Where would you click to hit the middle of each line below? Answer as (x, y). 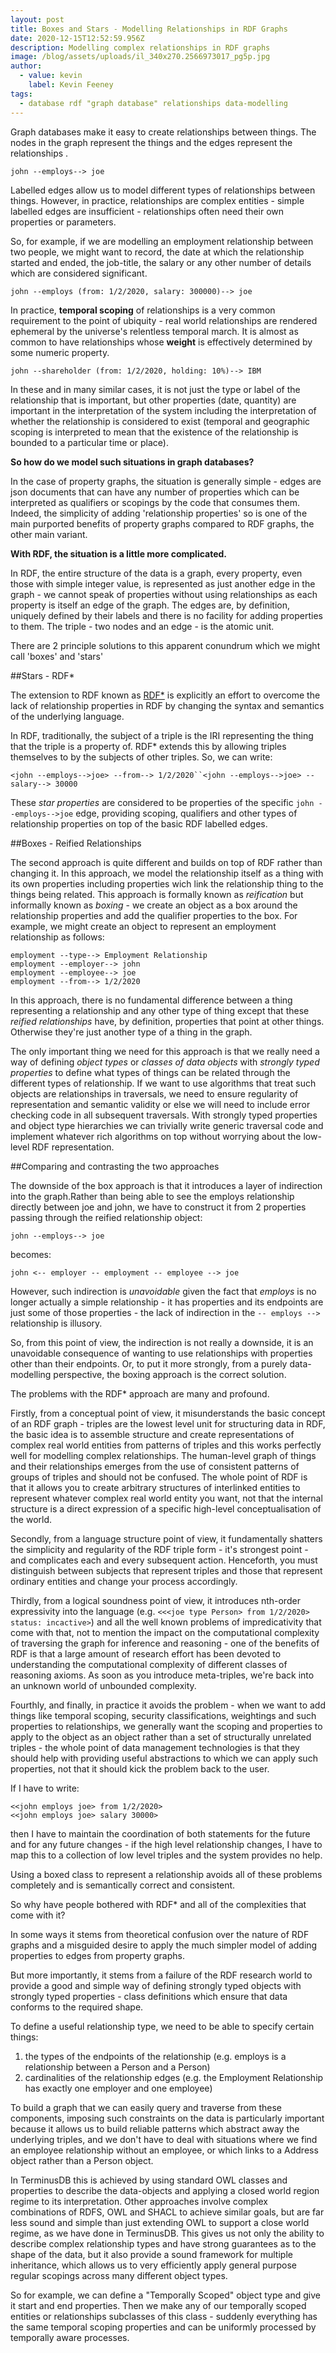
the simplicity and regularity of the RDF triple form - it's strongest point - (159, 1549)
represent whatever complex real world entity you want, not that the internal (166, 1498)
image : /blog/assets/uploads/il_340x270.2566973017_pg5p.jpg (140, 57)
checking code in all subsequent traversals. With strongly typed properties (164, 1115)
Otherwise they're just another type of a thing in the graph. (131, 1032)
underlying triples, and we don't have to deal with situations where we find (164, 2139)
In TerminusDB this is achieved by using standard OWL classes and (149, 2180)
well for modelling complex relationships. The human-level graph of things (163, 1455)
